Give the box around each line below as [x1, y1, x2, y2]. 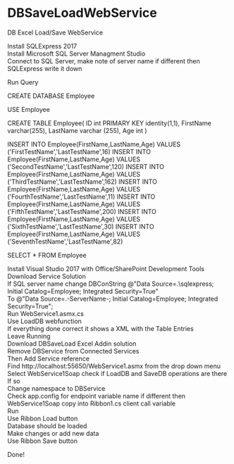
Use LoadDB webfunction [7, 317, 82, 325]
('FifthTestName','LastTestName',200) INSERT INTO [7, 207, 157, 215]
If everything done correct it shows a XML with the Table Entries [7, 324, 194, 332]
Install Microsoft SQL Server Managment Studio [7, 49, 146, 58]
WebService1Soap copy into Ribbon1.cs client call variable [7, 399, 176, 408]
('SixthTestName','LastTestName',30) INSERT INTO [7, 222, 154, 230]
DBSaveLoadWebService [7, 5, 157, 21]
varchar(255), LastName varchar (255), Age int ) [7, 126, 147, 134]
